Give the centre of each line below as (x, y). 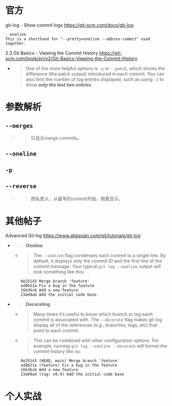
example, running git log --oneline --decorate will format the (100, 346)
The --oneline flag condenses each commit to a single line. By (99, 256)
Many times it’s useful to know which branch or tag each (93, 314)
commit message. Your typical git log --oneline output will (97, 266)
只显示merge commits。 (56, 138)
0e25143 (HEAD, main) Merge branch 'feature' (70, 361)
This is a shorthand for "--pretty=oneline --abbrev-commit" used (78, 39)
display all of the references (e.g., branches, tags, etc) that (95, 325)
